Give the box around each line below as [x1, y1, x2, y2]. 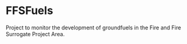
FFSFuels [5, 4, 54, 18]
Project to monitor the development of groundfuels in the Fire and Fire [5, 24, 182, 31]
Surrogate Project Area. [5, 30, 65, 37]
